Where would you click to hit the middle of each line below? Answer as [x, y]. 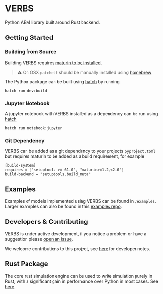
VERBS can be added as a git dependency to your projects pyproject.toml [80, 151]
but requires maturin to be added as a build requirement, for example [75, 156]
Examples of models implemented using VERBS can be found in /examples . [81, 201]
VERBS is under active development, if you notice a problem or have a [76, 234]
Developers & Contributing [47, 222]
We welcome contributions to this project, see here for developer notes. [78, 248]
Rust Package [27, 264]
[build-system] [21, 166]
